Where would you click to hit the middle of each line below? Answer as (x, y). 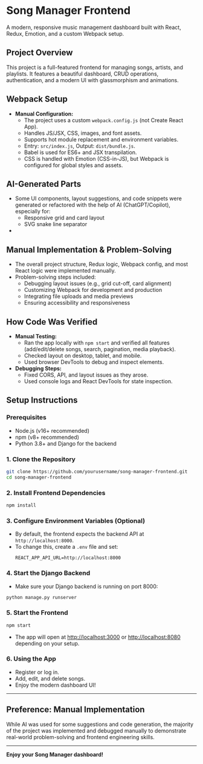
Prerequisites (26, 418)
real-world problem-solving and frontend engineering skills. (81, 737)
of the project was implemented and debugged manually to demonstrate (96, 730)
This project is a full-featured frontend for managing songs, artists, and (95, 67)
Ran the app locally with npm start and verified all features (97, 343)
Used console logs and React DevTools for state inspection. (98, 381)
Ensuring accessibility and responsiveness (77, 303)
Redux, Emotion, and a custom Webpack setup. (65, 33)
